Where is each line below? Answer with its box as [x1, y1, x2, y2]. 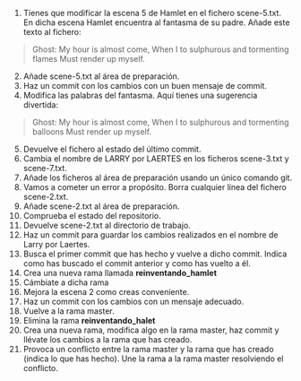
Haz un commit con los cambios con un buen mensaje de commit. [22, 81, 268, 91]
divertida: [22, 100, 59, 110]
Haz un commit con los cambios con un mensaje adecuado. [22, 296, 245, 307]
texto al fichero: [22, 27, 82, 37]
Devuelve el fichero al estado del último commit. [22, 143, 202, 154]
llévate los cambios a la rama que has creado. [22, 334, 193, 344]
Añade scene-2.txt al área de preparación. [22, 201, 180, 212]
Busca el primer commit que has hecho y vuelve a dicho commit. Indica [22, 248, 288, 259]
